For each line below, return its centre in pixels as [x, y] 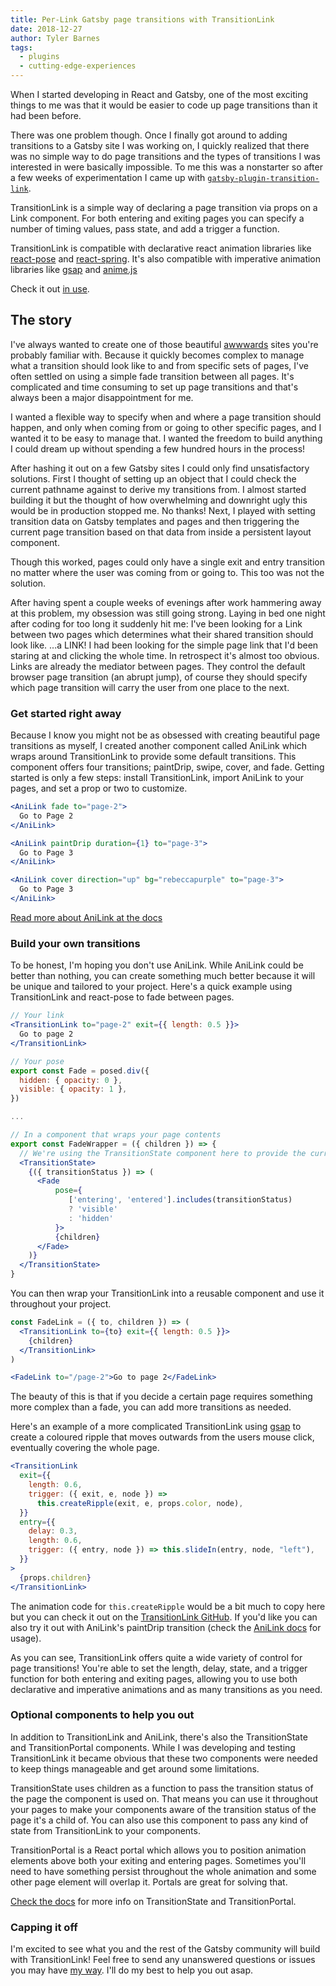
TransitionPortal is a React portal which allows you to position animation [158, 1850]
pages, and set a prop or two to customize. [99, 788]
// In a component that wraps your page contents [116, 1135]
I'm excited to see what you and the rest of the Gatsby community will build [165, 1949]
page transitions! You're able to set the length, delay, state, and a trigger [159, 1668]
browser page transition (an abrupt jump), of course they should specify [159, 677]
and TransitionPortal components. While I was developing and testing [153, 1747]
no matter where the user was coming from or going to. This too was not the [167, 572]
